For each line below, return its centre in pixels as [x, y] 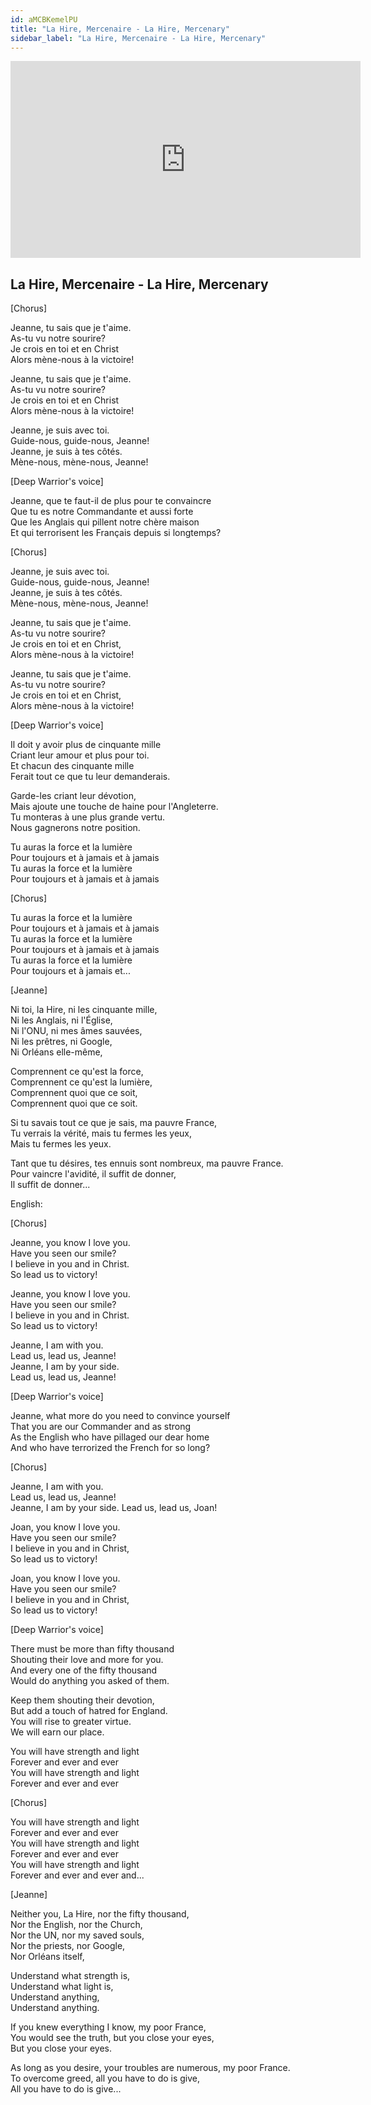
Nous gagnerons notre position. [75, 828]
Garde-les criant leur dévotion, [73, 796]
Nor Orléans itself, [47, 1957]
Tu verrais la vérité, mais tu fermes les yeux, [101, 1133]
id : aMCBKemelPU [44, 19]
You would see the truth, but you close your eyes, [112, 2038]
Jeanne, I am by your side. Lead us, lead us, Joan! [114, 1508]
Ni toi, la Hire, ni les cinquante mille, [84, 1010]
